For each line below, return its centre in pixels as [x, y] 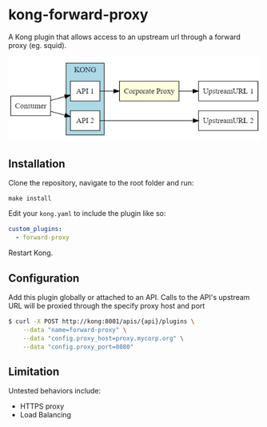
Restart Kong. [31, 253]
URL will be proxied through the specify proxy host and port [107, 305]
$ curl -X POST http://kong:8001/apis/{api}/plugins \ [102, 321]
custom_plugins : [35, 229]
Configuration [44, 278]
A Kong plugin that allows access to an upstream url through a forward [125, 37]
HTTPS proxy [42, 406]
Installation [37, 164]
